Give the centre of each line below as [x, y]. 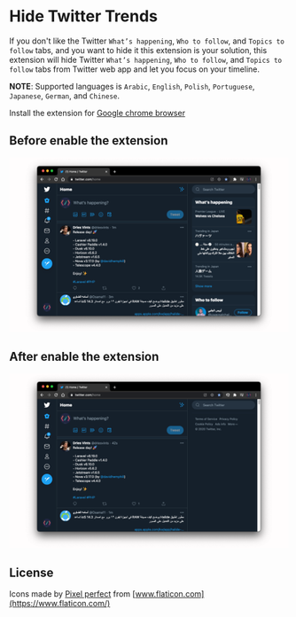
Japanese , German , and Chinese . [65, 96]
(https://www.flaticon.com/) [60, 604]
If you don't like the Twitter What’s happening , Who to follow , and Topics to [147, 41]
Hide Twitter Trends [83, 16]
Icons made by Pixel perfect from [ [72, 594]
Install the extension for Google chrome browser [97, 113]
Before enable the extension [89, 141]
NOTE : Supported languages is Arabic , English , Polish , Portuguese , [132, 86]
